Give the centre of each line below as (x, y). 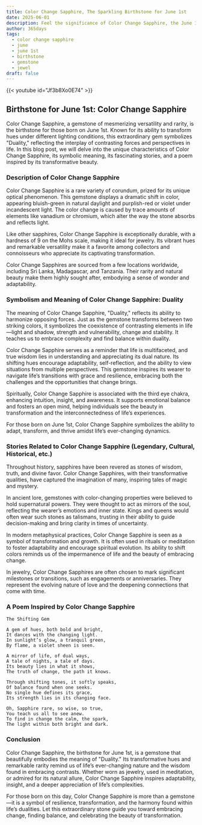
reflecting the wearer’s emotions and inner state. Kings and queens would (98, 510)
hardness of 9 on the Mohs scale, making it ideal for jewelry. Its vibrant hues (101, 240)
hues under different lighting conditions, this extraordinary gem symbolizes (99, 136)
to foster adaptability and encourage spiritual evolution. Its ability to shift (96, 547)
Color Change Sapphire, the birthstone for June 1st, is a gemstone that (93, 752)
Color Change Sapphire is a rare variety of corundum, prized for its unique (98, 190)
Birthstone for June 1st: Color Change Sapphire (96, 109)
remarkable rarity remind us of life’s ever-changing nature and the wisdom (98, 765)
